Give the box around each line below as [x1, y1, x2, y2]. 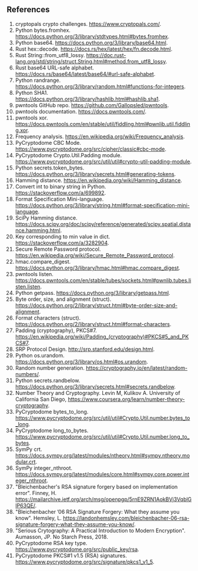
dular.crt [15, 458, 36, 465]
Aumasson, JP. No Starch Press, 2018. [15, 533, 108, 540]
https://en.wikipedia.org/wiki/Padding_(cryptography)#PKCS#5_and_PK [15, 333, 189, 340]
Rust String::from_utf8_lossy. [15, 51, 85, 58]
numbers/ [15, 370, 39, 377]
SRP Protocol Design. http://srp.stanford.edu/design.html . [15, 346, 155, 353]
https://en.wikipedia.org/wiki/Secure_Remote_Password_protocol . [15, 251, 175, 258]
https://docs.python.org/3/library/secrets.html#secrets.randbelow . [15, 383, 176, 390]
